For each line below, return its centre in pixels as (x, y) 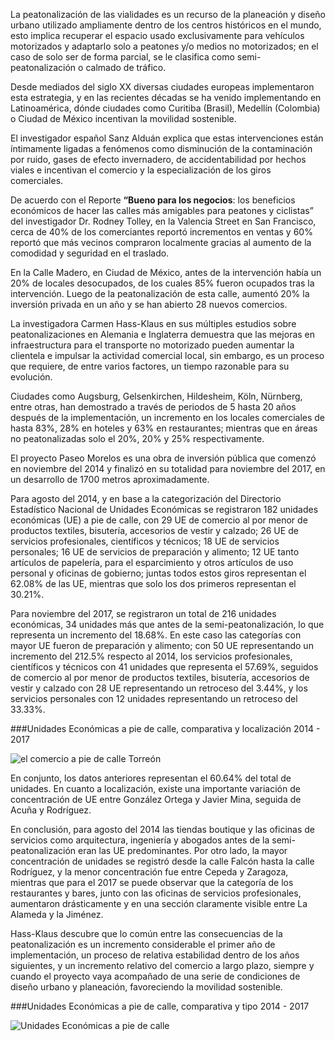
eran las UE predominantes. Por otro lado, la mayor (183, 850)
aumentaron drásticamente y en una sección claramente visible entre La (159, 903)
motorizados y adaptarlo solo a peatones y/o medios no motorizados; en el (164, 46)
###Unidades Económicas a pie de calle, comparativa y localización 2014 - (165, 728)
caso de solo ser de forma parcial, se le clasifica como (122, 57)
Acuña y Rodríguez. (51, 810)
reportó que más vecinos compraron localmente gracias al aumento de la (161, 242)
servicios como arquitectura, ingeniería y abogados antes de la (140, 840)
